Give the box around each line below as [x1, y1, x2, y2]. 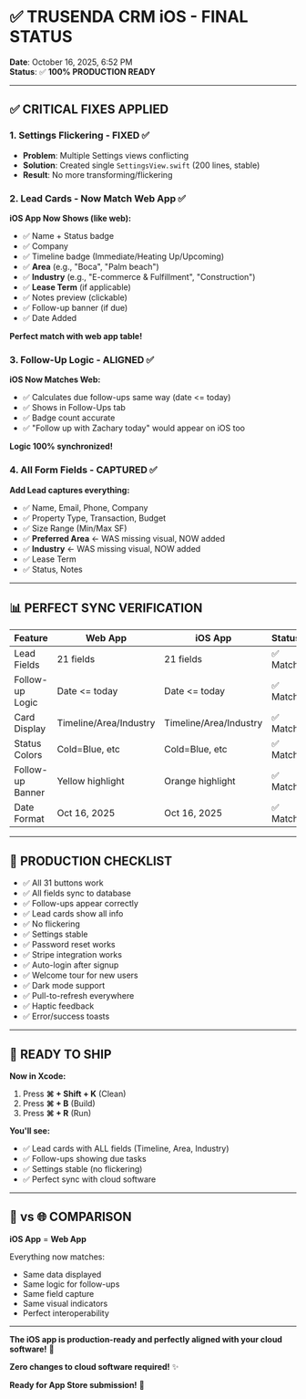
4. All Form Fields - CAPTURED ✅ [9, 463, 158, 476]
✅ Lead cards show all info [22, 908, 124, 919]
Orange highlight [163, 775, 236, 788]
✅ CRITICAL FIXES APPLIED [9, 102, 169, 118]
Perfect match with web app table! [9, 330, 143, 341]
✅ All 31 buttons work [22, 877, 104, 888]
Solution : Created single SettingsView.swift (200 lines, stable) [22, 160, 260, 171]
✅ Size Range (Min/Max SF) [22, 523, 127, 534]
